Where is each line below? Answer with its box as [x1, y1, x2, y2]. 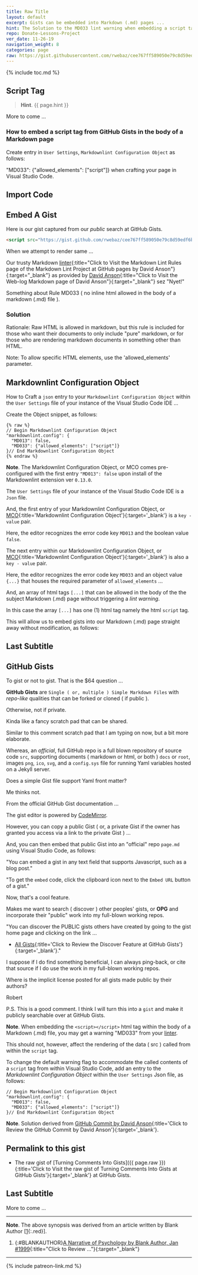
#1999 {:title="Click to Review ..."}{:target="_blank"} [14, 1245, 140, 1253]
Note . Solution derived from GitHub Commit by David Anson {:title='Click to [6, 1120, 188, 1127]
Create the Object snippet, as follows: [6, 411, 98, 418]
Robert [6, 994, 23, 1001]
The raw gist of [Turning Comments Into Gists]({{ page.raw [14, 1159, 158, 1166]
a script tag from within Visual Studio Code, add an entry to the [6, 1065, 161, 1072]
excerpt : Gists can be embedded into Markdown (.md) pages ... [6, 19, 165, 25]
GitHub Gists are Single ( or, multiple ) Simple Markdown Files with [6, 689, 179, 696]
